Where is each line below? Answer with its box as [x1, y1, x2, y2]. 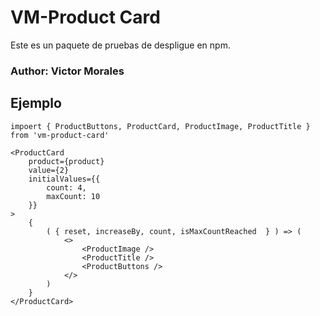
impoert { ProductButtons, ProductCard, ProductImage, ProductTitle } [10, 121, 311, 131]
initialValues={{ [28, 174, 101, 184]
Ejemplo [10, 95, 62, 112]
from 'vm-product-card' [10, 130, 110, 140]
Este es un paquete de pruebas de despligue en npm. [10, 39, 231, 51]
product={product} [28, 156, 105, 166]
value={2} [28, 165, 70, 175]
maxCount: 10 [46, 191, 101, 201]
